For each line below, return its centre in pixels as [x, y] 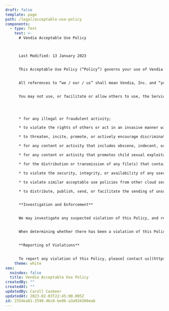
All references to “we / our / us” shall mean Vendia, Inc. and [87, 83]
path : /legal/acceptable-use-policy [44, 19]
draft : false [19, 10]
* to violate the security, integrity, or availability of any [86, 173]
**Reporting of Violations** [49, 245]
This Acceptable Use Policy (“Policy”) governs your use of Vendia [91, 69]
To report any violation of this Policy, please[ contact [80, 259]
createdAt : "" [20, 287]
